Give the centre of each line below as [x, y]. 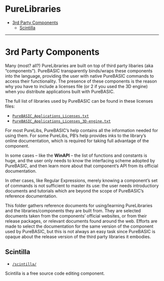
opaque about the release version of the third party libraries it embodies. [78, 237]
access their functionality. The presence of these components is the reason [81, 81]
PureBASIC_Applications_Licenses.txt [51, 116]
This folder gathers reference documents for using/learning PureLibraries [79, 205]
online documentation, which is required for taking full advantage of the [77, 141]
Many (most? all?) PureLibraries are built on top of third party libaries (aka [79, 65]
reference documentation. [31, 196]
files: [10, 106]
